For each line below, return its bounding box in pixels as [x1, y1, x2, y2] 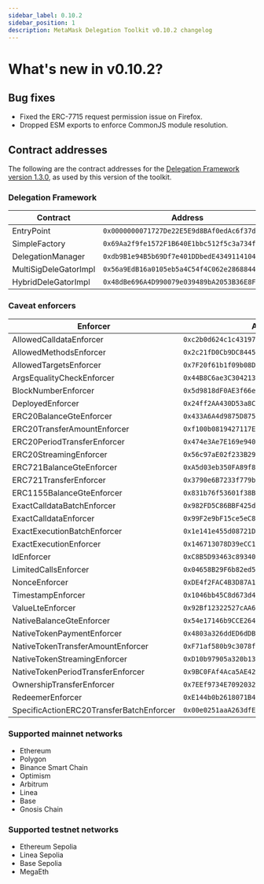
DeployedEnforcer [12, 398, 79, 409]
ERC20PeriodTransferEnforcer [12, 436, 126, 447]
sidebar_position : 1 [8, 19, 76, 27]
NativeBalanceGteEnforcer [12, 615, 111, 626]
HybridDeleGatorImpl [12, 277, 90, 288]
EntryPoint [12, 226, 51, 237]
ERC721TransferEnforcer [12, 474, 106, 485]
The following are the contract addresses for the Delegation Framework [8, 164, 240, 174]
